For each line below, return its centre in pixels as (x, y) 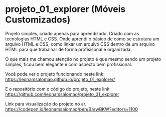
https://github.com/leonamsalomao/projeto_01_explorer (62, 94)
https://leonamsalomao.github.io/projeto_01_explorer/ (60, 79)
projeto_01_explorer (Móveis (65, 9)
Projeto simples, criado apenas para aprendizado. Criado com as (72, 33)
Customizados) (38, 20)
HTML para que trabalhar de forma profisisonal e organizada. (68, 49)
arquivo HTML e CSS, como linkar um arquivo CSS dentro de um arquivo (80, 44)
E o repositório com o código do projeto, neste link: (58, 89)
